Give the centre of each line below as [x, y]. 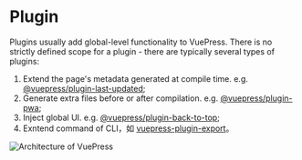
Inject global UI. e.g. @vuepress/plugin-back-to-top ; [121, 117]
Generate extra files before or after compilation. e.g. [120, 98]
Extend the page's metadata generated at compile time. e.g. [135, 78]
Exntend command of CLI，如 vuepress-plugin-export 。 [128, 128]
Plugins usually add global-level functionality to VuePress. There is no [141, 42]
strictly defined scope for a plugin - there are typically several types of [142, 51]
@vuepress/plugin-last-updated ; [84, 88]
